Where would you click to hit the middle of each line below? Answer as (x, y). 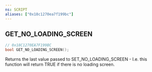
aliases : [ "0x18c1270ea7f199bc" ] (39, 14)
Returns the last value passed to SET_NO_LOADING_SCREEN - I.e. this (76, 59)
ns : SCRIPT (16, 10)
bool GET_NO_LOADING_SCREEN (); (37, 50)
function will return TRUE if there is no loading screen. (60, 65)
